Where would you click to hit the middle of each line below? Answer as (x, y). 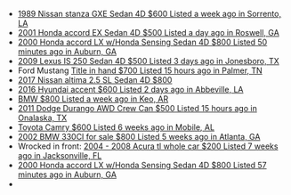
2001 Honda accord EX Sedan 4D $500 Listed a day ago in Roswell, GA (149, 32)
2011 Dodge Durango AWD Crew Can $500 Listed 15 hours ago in (137, 108)
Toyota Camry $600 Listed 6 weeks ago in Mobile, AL (116, 127)
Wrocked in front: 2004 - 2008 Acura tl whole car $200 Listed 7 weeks (148, 146)
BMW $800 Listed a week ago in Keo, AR (93, 99)
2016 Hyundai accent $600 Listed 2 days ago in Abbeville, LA (130, 89)
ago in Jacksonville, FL (60, 155)
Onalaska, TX (42, 118)
